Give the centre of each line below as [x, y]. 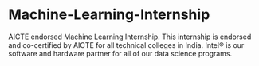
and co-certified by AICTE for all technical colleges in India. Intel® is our [126, 45]
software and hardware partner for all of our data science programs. [120, 53]
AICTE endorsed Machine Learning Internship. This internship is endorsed [130, 37]
